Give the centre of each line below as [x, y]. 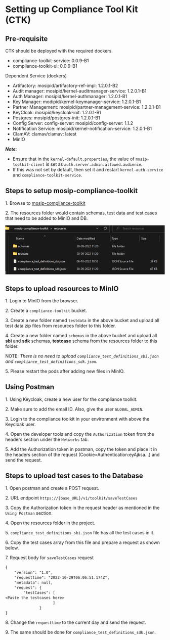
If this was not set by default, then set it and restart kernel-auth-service [88, 170]
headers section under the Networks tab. [47, 439]
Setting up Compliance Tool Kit [72, 9]
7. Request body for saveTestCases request [50, 558]
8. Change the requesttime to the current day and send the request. [76, 622]
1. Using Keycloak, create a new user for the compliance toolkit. [71, 399]
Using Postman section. [29, 513]
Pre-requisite [27, 39]
